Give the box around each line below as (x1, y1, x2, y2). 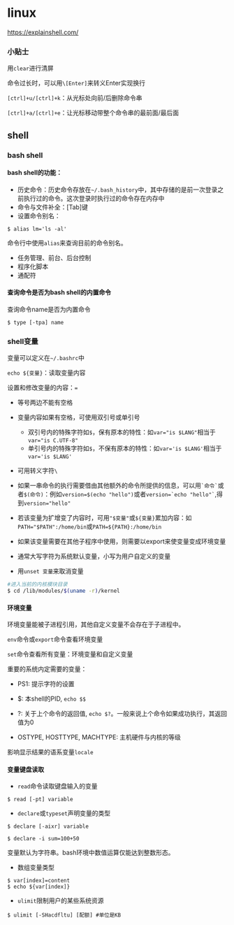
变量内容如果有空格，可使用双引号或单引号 (17, 413, 140, 422)
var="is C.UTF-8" (27, 437, 79, 445)
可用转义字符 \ (17, 466, 58, 475)
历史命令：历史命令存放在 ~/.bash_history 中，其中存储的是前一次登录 (17, 185, 218, 194)
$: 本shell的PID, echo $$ (17, 694, 86, 703)
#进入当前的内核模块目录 (7, 581, 68, 588)
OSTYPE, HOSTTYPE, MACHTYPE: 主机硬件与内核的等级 (17, 733, 182, 742)
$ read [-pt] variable (7, 796, 73, 803)
